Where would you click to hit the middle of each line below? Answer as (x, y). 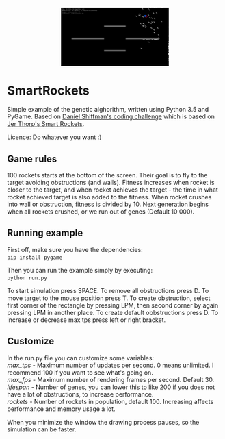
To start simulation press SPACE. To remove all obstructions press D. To (108, 290)
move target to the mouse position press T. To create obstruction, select (109, 298)
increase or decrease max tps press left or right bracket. (87, 320)
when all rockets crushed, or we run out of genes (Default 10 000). (101, 212)
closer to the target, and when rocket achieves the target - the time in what (113, 190)
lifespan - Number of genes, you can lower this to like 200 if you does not (111, 387)
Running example (45, 233)
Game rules (32, 159)
